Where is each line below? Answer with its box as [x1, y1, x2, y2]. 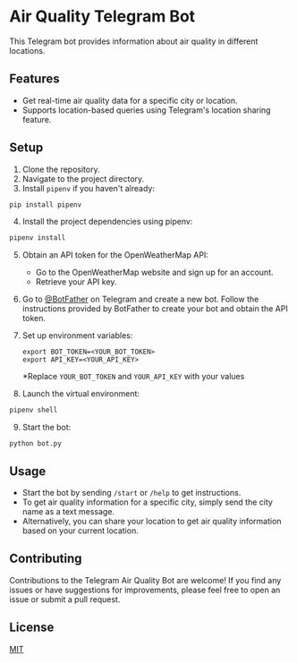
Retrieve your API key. [35, 276, 117, 287]
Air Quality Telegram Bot [9, 6, 196, 27]
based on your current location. [21, 525, 139, 536]
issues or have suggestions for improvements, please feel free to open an [9, 584, 281, 595]
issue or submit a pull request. [9, 593, 121, 605]
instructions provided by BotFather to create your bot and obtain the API [21, 303, 288, 314]
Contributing [9, 551, 82, 566]
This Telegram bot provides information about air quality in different [9, 36, 259, 47]
